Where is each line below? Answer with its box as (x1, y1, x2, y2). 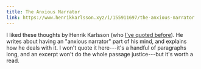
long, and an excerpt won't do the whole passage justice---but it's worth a (6, 50, 194, 57)
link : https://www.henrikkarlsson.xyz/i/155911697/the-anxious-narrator (6, 15, 195, 21)
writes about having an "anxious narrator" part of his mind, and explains (6, 38, 187, 45)
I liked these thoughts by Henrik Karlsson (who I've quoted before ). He (6, 31, 183, 38)
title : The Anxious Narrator (6, 8, 80, 15)
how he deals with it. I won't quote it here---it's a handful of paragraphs (6, 44, 187, 51)
